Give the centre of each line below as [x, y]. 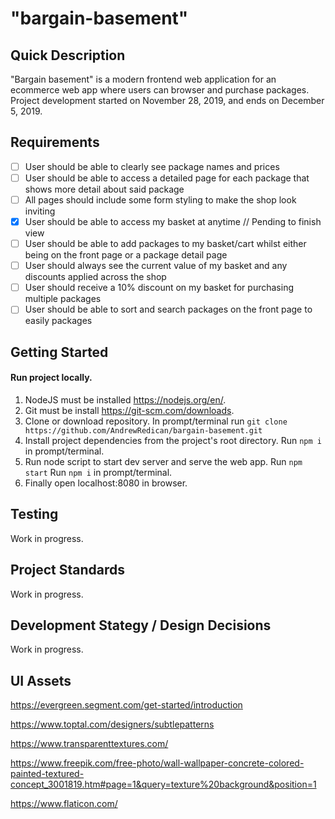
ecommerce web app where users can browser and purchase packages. [160, 90]
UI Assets [41, 680]
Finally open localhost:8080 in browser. [106, 483]
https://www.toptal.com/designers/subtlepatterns [112, 724]
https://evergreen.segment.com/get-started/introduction [126, 705]
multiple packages [63, 299]
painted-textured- [47, 774]
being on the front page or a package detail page [126, 255]
